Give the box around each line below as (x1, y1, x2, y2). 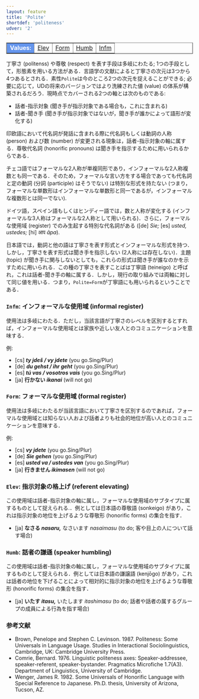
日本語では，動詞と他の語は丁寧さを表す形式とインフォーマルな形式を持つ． (6, 241, 192, 248)
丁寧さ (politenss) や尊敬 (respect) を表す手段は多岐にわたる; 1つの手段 (6, 60, 179, 67)
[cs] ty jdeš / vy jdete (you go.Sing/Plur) (14, 356, 114, 363)
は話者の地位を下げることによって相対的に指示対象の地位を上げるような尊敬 (6, 578, 192, 585)
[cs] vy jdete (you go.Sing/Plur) (14, 446, 92, 454)
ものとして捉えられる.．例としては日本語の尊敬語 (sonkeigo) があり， (16, 505, 187, 512)
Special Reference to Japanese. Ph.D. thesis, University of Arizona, (14, 679, 179, 687)
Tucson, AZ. (14, 686, 44, 693)
